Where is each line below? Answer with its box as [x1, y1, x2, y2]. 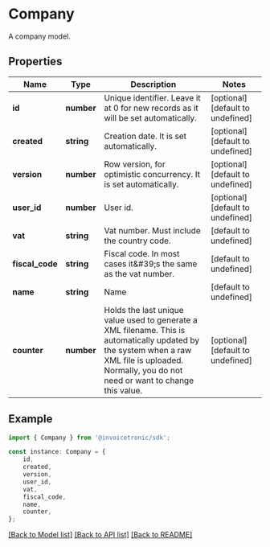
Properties [8, 55, 63, 68]
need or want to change [104, 375, 194, 386]
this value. [104, 385, 143, 396]
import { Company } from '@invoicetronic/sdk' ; [8, 434, 171, 442]
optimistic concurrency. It [104, 168, 201, 179]
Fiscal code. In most [104, 248, 180, 259]
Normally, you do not [104, 364, 183, 376]
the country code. [104, 235, 171, 246]
